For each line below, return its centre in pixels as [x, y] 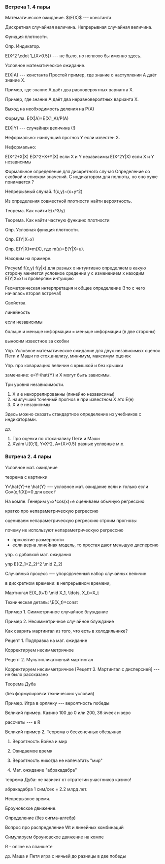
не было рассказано [27, 674]
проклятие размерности [38, 539]
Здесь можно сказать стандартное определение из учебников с [73, 414]
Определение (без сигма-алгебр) [40, 818]
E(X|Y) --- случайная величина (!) [40, 128]
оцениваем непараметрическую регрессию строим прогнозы [71, 520]
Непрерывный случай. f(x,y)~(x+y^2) [44, 191]
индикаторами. [21, 419]
